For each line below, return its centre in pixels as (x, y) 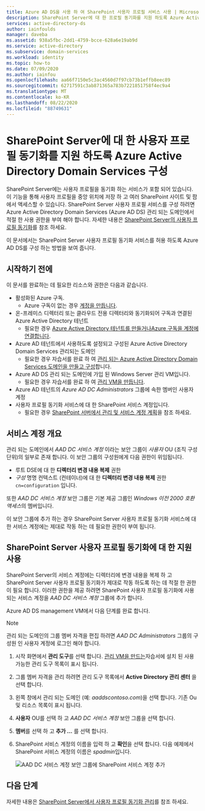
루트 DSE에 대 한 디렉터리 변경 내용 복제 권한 (68, 470)
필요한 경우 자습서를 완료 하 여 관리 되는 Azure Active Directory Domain (111, 359)
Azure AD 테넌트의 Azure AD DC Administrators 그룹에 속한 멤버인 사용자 (104, 390)
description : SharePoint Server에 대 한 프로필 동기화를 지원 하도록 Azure (95, 18)
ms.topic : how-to (28, 63)
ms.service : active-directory (45, 46)
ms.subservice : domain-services (47, 52)
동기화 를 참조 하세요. (42, 227)
